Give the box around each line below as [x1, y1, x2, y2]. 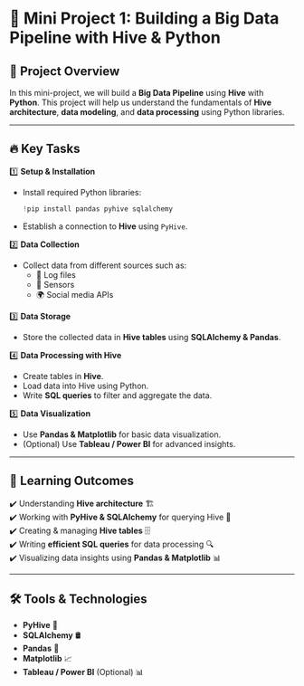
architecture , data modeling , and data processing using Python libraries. [9, 107, 285, 117]
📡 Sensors [35, 279, 75, 290]
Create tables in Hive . [22, 370, 104, 381]
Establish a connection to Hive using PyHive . [22, 221, 188, 232]
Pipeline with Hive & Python [9, 27, 222, 48]
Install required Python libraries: [22, 186, 142, 197]
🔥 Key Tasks [9, 141, 81, 157]
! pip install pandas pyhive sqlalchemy [22, 204, 174, 214]
